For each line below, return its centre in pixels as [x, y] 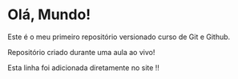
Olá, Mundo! [49, 15]
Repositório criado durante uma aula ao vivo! [81, 52]
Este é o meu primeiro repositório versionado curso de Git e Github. [119, 37]
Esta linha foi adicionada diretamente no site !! [83, 67]
